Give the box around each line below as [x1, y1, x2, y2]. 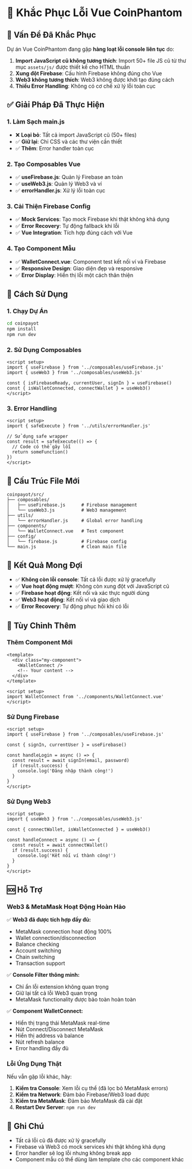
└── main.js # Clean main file [7, 544, 127, 550]
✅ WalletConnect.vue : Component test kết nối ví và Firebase [15, 258, 166, 265]
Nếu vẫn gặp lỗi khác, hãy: [7, 1073, 72, 1080]
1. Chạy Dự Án [7, 307, 48, 315]
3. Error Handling [7, 405, 57, 413]
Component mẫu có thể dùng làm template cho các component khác [15, 1156, 184, 1163]
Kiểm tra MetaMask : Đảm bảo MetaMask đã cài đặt [15, 1097, 143, 1105]
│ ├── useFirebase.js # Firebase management [7, 502, 137, 508]
